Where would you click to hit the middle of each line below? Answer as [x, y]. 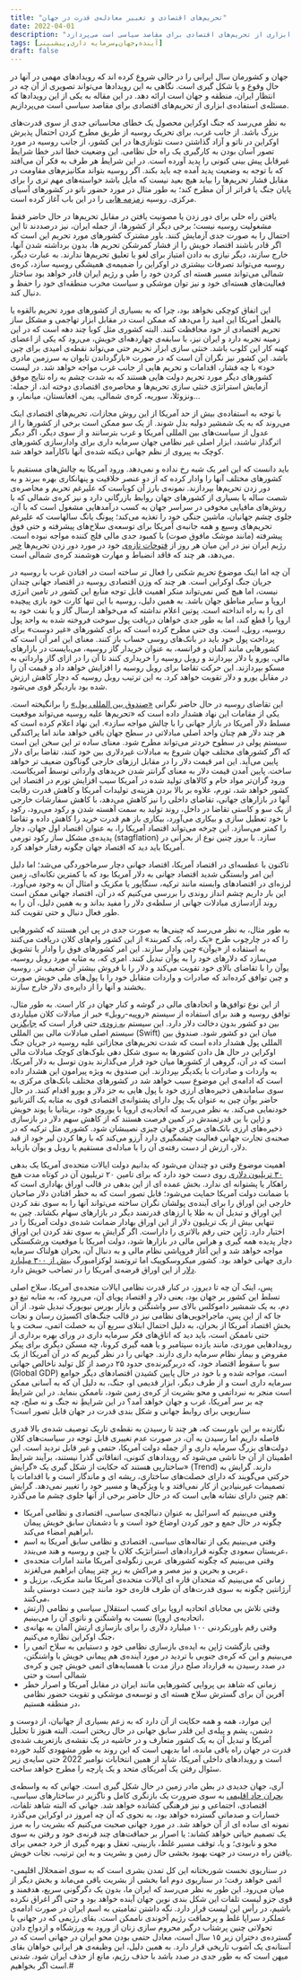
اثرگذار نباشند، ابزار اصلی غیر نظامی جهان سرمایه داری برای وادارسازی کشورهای [146, 442]
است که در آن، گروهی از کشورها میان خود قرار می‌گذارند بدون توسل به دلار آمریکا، [148, 1061]
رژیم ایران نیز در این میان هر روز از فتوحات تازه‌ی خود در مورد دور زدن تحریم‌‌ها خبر [148, 545]
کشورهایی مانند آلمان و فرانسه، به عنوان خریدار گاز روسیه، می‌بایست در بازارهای [145, 648]
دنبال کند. [26, 293]
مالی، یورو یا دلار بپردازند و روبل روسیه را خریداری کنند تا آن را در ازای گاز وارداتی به [150, 658]
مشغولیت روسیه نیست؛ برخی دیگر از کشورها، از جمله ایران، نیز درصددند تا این [141, 226]
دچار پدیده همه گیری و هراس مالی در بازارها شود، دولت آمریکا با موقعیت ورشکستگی [151, 1241]
